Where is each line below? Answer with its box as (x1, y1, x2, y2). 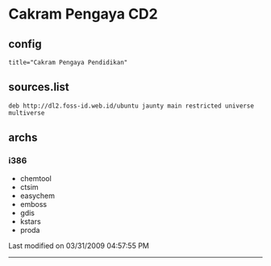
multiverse (8, 108, 45, 117)
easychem (19, 191, 55, 201)
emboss (19, 199, 47, 209)
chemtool (19, 173, 52, 183)
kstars (19, 216, 42, 226)
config (8, 37, 42, 51)
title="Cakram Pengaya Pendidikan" (8, 58, 128, 66)
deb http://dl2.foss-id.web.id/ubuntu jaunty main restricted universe (8, 102, 254, 110)
